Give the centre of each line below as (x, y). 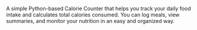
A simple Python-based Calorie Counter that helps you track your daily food (98, 9)
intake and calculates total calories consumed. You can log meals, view (93, 15)
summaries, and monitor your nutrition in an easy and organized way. (91, 21)
